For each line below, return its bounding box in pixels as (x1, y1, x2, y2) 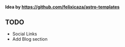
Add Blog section (12, 36, 48, 42)
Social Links (12, 31, 37, 37)
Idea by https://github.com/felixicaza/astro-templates (5, 4, 120, 10)
